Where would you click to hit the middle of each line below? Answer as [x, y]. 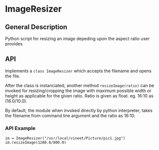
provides [14, 44]
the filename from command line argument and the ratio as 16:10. [70, 115]
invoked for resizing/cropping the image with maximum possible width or [78, 91]
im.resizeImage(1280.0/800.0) [36, 143]
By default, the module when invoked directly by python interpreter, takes [79, 110]
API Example [20, 128]
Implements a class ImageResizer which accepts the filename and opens [78, 71]
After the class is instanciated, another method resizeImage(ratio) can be [80, 85]
